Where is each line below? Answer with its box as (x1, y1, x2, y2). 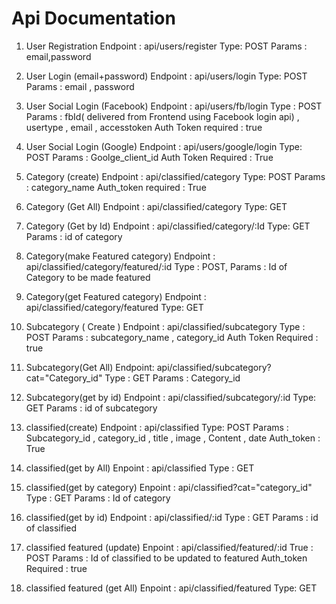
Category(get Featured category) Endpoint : (25, 290, 207, 302)
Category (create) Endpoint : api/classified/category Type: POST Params (25, 170, 326, 182)
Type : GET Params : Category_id (104, 372, 241, 384)
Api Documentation (11, 7, 176, 30)
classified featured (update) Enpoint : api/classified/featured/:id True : (25, 541, 314, 553)
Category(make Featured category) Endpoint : (25, 250, 216, 262)
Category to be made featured (25, 271, 151, 283)
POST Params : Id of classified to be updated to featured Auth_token (25, 552, 308, 564)
